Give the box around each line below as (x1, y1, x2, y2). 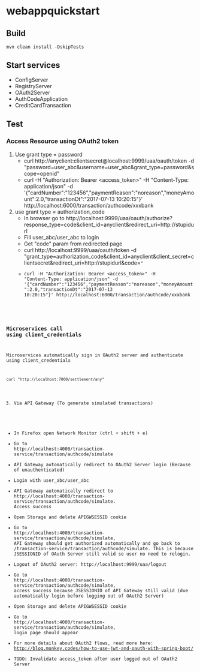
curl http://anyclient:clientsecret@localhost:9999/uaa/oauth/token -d (23, 157, 195, 164)
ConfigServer (14, 76, 49, 83)
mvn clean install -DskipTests (6, 44, 84, 50)
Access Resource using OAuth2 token (6, 137, 119, 145)
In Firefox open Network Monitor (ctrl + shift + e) (14, 430, 149, 436)
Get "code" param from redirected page (23, 240, 123, 247)
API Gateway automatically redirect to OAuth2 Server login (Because (14, 462, 191, 468)
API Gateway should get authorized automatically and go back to (14, 541, 181, 547)
